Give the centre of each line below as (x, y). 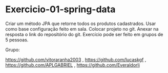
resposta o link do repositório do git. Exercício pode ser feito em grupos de (84, 34)
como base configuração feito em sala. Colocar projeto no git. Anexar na (82, 29)
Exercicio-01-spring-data (60, 9)
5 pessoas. (17, 40)
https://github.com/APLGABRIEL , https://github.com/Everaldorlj (72, 65)
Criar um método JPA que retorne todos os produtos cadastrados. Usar (81, 23)
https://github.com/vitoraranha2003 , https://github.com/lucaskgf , (76, 59)
